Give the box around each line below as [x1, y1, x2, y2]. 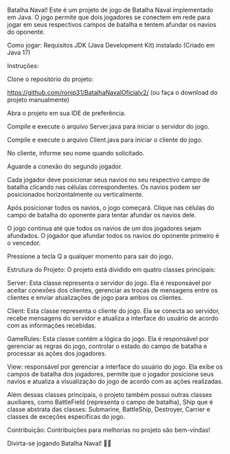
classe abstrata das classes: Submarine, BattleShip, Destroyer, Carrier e [7, 405, 211, 413]
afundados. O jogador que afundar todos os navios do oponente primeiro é [7, 232, 220, 239]
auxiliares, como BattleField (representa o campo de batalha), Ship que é [7, 398, 214, 406]
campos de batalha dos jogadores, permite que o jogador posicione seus [7, 370, 214, 378]
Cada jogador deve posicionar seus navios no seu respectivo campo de [7, 175, 210, 184]
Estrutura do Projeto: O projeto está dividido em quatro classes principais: [7, 266, 216, 274]
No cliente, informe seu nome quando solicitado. [7, 149, 145, 157]
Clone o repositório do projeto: [7, 75, 94, 83]
